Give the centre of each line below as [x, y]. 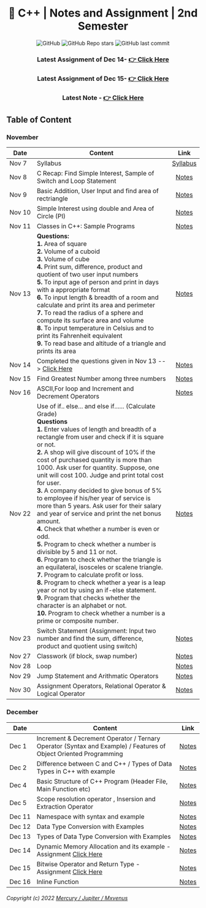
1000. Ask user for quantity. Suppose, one [98, 468]
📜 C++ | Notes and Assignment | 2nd [103, 13]
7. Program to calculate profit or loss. [90, 575]
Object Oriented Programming [80, 753]
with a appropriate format [73, 290]
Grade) [47, 414]
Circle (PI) [51, 216]
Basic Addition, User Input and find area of [98, 191]
